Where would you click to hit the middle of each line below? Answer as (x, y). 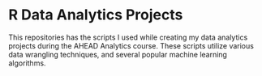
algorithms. (27, 63)
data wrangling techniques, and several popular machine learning (118, 54)
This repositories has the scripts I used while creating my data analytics (128, 37)
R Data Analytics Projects (96, 15)
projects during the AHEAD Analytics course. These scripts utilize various (131, 45)
